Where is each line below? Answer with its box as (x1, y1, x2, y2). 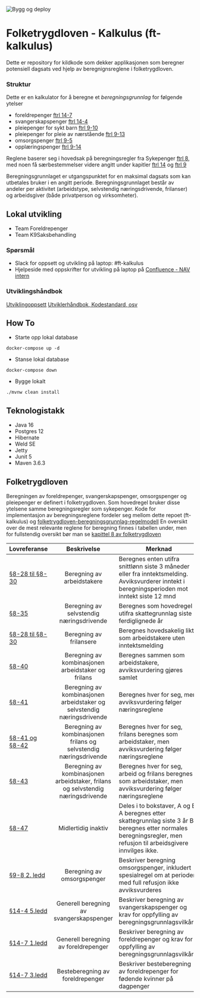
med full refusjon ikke (118, 879, 179, 887)
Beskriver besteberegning (118, 960, 192, 968)
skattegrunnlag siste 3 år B (118, 817, 194, 825)
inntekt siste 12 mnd (118, 592, 176, 601)
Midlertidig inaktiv (58, 824, 108, 832)
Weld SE (14, 440, 36, 447)
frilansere (70, 638, 97, 646)
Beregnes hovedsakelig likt (118, 626, 195, 635)
